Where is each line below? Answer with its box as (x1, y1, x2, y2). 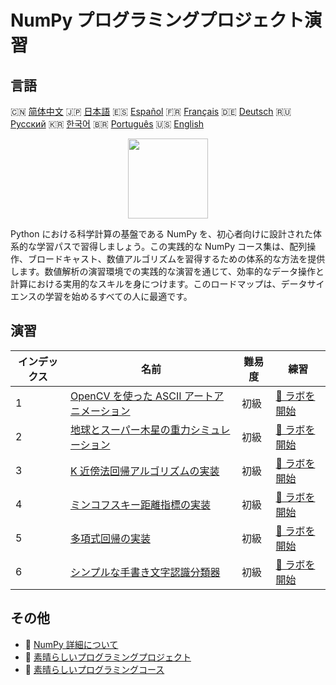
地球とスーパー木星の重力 (69, 422, 191, 436)
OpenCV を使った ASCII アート (69, 389, 214, 403)
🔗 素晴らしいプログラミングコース (24, 663, 165, 675)
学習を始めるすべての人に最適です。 (44, 291, 193, 302)
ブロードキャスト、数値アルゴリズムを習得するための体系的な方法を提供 (27, 253, 326, 265)
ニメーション (69, 404, 131, 418)
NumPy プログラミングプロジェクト (10, 9, 305, 32)
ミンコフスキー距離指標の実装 (69, 497, 211, 511)
